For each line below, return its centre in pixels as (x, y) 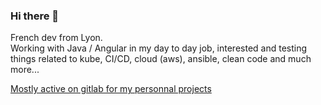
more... (25, 70)
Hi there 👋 (35, 16)
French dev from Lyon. (56, 38)
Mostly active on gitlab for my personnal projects (111, 89)
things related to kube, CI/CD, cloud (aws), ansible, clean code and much (161, 59)
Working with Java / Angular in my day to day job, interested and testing (159, 48)
